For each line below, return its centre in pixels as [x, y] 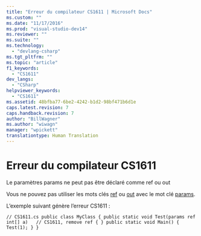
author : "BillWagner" [33, 119]
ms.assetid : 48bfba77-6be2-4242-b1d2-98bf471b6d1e [71, 102]
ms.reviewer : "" [27, 34]
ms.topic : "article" [32, 62]
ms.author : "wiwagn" [32, 125]
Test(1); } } [23, 228]
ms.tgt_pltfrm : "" [29, 57]
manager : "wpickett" [32, 130]
